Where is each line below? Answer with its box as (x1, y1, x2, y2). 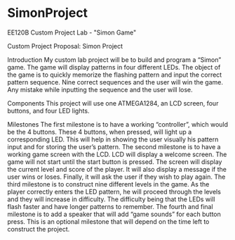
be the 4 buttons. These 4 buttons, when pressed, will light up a (7, 127, 192, 136)
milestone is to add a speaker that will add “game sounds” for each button (7, 210, 221, 218)
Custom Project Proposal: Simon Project (7, 42, 123, 50)
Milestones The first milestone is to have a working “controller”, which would (7, 120, 229, 128)
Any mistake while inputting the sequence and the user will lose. (7, 85, 193, 94)
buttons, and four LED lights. (7, 106, 90, 115)
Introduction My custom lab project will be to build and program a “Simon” (7, 55, 222, 64)
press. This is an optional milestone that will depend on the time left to (7, 217, 210, 226)
